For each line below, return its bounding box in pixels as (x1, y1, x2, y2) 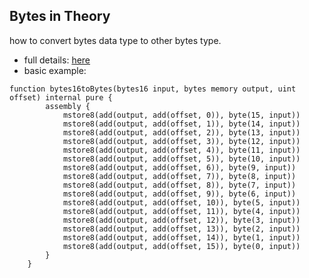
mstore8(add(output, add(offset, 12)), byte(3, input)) (62, 215, 301, 225)
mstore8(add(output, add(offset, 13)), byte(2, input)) (62, 224, 301, 234)
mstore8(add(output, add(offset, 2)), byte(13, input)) (62, 127, 301, 138)
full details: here (23, 54, 91, 66)
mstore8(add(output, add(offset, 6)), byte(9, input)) (62, 162, 297, 173)
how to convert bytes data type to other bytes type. (9, 34, 222, 46)
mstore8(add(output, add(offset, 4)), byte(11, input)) (62, 145, 301, 155)
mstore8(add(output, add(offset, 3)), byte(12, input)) (62, 136, 301, 146)
